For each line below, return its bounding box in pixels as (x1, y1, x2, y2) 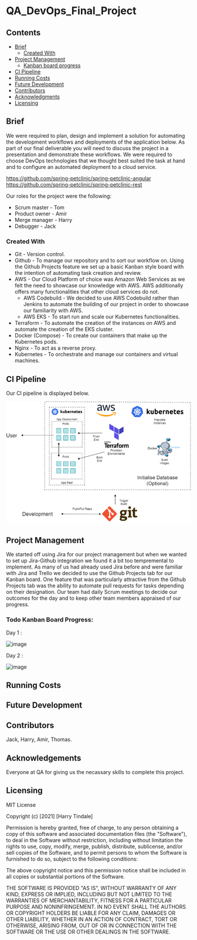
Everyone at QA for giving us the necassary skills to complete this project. (6, 769, 185, 775)
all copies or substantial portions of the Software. (6, 873, 125, 880)
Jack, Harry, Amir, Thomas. (6, 736, 72, 743)
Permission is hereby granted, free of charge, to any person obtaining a (6, 824, 179, 831)
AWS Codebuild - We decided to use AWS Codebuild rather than (23, 294, 179, 301)
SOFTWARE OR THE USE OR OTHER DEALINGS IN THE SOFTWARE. (6, 928, 171, 935)
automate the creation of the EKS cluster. (14, 325, 114, 333)
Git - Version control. (14, 251, 66, 258)
